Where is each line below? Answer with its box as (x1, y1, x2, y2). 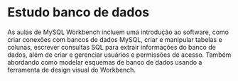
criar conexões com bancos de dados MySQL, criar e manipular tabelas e (7, 35, 222, 43)
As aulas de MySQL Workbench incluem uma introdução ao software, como (7, 28, 229, 36)
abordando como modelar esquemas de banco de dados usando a (7, 58, 202, 66)
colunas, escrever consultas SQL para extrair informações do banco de (7, 43, 217, 51)
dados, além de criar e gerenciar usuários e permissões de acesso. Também (7, 50, 232, 59)
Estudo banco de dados (7, 4, 150, 21)
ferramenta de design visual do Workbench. (7, 65, 136, 74)
